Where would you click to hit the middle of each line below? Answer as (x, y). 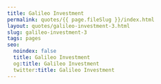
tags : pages (24, 39)
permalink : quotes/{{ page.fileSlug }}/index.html (81, 20)
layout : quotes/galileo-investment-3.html (69, 26)
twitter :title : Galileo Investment (64, 70)
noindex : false (35, 51)
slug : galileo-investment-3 (47, 32)
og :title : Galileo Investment (56, 64)
